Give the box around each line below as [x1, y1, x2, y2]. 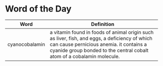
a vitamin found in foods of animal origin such [49, 29, 154, 36]
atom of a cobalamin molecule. [49, 53, 120, 60]
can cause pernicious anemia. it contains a [49, 41, 147, 48]
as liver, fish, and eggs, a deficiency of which [49, 35, 153, 41]
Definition [91, 21, 114, 27]
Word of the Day [5, 3, 72, 14]
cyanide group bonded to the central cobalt [49, 47, 149, 53]
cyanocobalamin [7, 41, 45, 48]
